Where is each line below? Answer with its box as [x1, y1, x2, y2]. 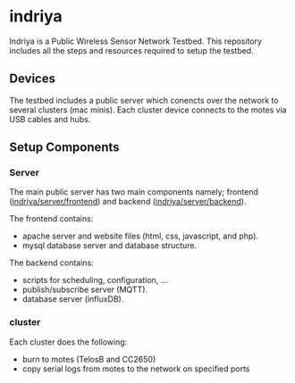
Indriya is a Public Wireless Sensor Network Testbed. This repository [9, 36, 262, 46]
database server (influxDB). [21, 294, 124, 304]
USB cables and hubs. [9, 113, 91, 124]
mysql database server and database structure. [21, 240, 198, 251]
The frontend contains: [9, 213, 94, 224]
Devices [9, 71, 56, 87]
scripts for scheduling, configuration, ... [21, 275, 168, 286]
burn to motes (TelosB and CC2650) [21, 354, 156, 364]
